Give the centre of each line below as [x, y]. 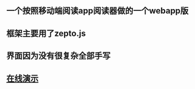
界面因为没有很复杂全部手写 [58, 56]
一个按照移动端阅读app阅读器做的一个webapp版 [97, 11]
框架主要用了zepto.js [46, 33]
